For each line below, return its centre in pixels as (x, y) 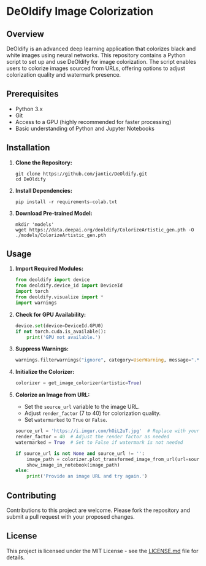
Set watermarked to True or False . (66, 420)
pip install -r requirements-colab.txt (66, 202)
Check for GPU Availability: (51, 314)
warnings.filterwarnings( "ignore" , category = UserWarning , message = (103, 360)
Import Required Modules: (49, 269)
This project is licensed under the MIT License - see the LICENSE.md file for (102, 551)
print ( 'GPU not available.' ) (64, 337)
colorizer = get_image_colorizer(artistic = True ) (78, 383)
